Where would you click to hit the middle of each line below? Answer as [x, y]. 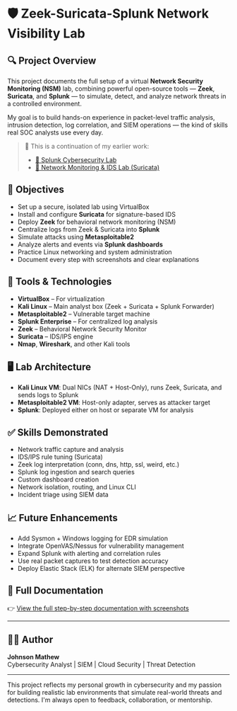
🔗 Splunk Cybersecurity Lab [76, 160]
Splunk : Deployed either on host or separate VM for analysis [105, 410]
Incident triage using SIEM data [63, 495]
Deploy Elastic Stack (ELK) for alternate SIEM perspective [101, 569]
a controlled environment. [45, 104]
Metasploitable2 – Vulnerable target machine [84, 314]
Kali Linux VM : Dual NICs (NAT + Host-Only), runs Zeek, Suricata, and [120, 387]
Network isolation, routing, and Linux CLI [77, 487]
